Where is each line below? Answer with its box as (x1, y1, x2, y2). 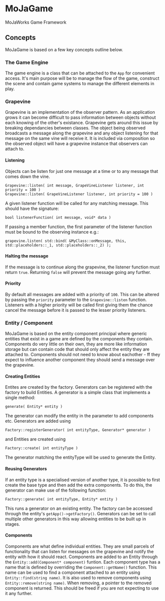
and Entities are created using (5, 436, 66, 442)
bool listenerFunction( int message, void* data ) (5, 215, 111, 220)
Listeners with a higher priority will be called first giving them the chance (5, 301, 153, 308)
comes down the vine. (5, 173, 50, 179)
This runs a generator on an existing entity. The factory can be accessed (5, 505, 153, 511)
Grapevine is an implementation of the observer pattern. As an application (5, 109, 155, 115)
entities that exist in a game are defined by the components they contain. (5, 336, 153, 342)
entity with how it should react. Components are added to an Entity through (5, 554, 158, 560)
